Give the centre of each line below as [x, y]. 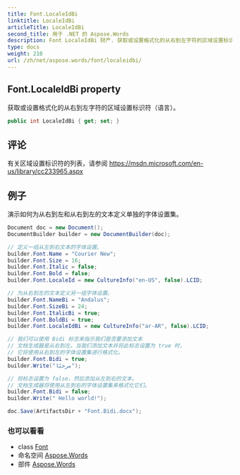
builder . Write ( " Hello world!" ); [57, 399]
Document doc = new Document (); [55, 228]
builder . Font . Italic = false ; [52, 267]
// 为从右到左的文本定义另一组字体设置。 [60, 293]
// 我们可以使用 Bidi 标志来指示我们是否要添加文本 [75, 339]
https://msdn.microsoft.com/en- [156, 163]
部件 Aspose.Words [46, 464]
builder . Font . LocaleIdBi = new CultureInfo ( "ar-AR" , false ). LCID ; [108, 326]
